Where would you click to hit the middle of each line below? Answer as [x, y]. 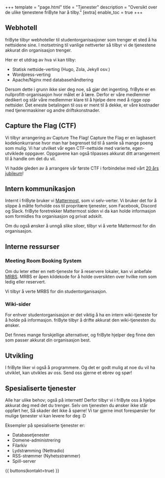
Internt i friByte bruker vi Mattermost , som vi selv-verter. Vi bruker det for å [81, 201]
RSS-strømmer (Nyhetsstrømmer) [46, 456]
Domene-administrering [36, 440]
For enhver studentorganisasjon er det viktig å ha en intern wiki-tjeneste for [82, 315]
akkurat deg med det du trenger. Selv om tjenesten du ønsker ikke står [76, 406]
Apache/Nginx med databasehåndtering [53, 80]
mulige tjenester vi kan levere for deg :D [45, 416]
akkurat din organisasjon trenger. [39, 50]
